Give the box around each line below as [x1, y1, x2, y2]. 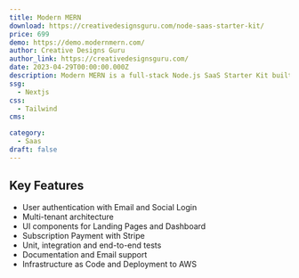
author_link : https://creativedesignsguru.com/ [9, 54, 190, 63]
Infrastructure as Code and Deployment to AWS [21, 258, 198, 269]
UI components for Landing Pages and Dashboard [21, 220, 206, 232]
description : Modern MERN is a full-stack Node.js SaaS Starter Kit [9, 71, 269, 80]
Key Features [9, 178, 85, 193]
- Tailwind [17, 104, 58, 113]
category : [9, 128, 46, 138]
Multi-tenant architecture [21, 211, 114, 222]
